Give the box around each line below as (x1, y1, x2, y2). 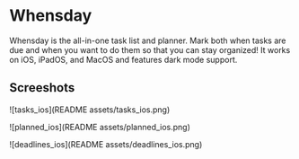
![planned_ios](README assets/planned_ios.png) (9, 121, 191, 132)
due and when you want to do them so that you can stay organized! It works (9, 44, 291, 55)
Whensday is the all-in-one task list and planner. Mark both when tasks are (9, 35, 286, 46)
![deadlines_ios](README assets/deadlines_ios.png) (9, 138, 203, 149)
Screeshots (9, 80, 75, 95)
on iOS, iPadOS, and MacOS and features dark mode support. (9, 54, 238, 65)
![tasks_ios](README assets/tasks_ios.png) (9, 104, 171, 115)
